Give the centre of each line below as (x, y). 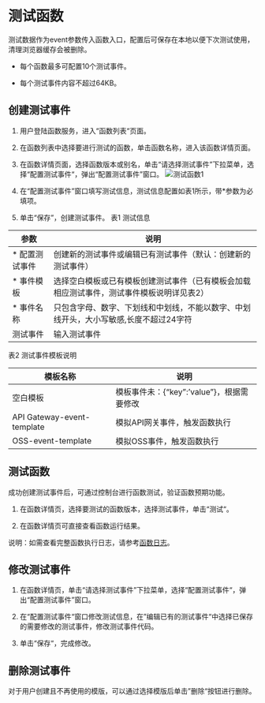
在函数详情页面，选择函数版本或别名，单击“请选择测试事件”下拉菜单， (133, 164)
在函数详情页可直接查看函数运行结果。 (82, 525)
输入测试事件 (77, 334)
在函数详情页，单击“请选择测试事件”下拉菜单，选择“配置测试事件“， (129, 590)
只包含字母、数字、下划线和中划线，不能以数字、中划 (152, 307)
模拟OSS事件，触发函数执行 (167, 441)
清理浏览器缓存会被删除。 (50, 49)
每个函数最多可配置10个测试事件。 (75, 66)
